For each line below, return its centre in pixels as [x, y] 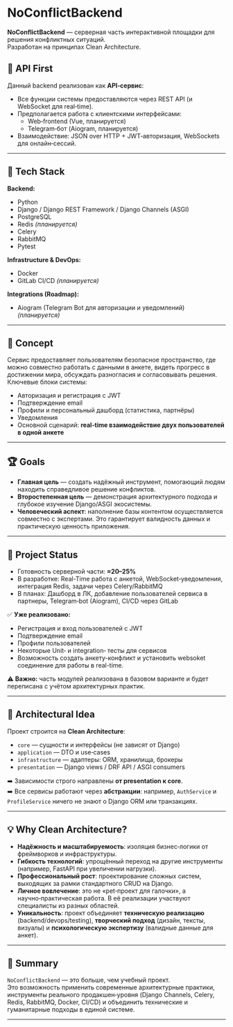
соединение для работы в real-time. [70, 665]
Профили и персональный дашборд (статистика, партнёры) [106, 410]
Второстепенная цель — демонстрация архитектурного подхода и [117, 497]
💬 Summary [33, 963]
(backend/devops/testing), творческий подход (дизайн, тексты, [111, 920]
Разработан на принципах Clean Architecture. [74, 47]
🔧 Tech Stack [36, 172]
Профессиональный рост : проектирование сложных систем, [109, 876]
